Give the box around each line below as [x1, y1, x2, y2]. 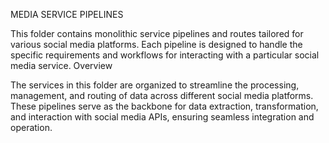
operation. [10, 122, 53, 133]
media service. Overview [10, 60, 113, 71]
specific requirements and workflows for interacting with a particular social [10, 49, 320, 61]
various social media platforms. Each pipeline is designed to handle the [10, 39, 303, 50]
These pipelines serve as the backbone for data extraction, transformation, [10, 100, 319, 112]
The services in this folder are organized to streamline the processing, [10, 79, 300, 91]
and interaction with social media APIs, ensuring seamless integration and [10, 111, 315, 123]
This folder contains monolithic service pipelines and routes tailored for [10, 28, 304, 39]
